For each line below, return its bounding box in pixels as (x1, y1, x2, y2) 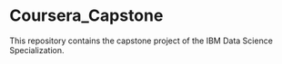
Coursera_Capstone (9, 5, 164, 26)
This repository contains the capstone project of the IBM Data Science (9, 35, 273, 46)
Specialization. (9, 44, 65, 55)
